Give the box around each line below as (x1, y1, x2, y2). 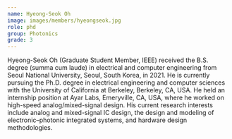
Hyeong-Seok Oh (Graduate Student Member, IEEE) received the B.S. (7, 56, 209, 64)
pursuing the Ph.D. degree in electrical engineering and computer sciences (7, 78, 226, 87)
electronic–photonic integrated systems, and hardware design (7, 116, 188, 124)
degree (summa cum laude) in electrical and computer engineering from (7, 64, 217, 72)
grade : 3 (7, 37, 33, 44)
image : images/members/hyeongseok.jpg (7, 17, 121, 24)
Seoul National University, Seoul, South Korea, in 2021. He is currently (7, 71, 210, 80)
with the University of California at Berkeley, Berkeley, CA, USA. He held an (7, 86, 226, 95)
